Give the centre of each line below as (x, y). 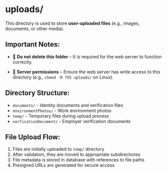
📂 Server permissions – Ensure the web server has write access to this (86, 72)
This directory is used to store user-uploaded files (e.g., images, (72, 23)
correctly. (22, 62)
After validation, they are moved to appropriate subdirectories (76, 154)
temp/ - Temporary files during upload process (61, 116)
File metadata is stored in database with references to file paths (78, 160)
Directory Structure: (37, 93)
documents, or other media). (35, 28)
